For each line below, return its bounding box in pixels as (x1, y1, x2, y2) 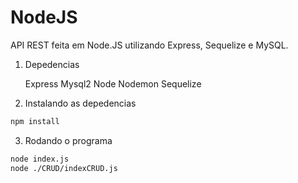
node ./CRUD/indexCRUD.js (10, 163, 118, 173)
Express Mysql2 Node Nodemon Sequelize (24, 77, 202, 90)
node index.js (10, 154, 70, 164)
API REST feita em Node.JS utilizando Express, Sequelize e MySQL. (10, 39, 289, 51)
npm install (10, 116, 60, 126)
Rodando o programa (24, 134, 113, 146)
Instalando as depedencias (24, 97, 137, 109)
